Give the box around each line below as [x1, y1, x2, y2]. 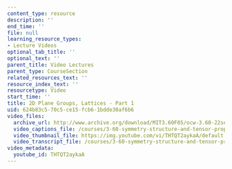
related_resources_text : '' [7, 74, 88, 81]
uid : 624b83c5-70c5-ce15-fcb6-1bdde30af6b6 [7, 106, 135, 113]
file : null [7, 29, 39, 37]
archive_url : [13, 119, 51, 126]
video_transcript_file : [13, 139, 81, 146]
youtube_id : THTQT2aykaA [13, 151, 85, 159]
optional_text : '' [7, 55, 60, 62]
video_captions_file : [13, 126, 76, 132]
